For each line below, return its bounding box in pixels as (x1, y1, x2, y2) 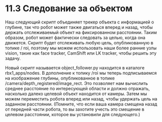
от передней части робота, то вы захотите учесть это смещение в (5, 106, 145, 112)
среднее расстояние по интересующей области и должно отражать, (5, 85, 150, 91)
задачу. (5, 55, 21, 61)
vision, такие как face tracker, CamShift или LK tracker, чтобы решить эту (5, 50, 157, 56)
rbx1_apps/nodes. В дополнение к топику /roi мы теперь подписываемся (5, 70, 157, 76)
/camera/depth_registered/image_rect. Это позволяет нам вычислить (5, 80, 148, 86)
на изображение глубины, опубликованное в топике (5, 75, 115, 81)
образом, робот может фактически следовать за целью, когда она (5, 35, 146, 41)
